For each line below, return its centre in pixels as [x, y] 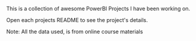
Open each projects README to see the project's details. [77, 20]
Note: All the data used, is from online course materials [75, 31]
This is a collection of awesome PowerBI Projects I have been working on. [98, 9]
